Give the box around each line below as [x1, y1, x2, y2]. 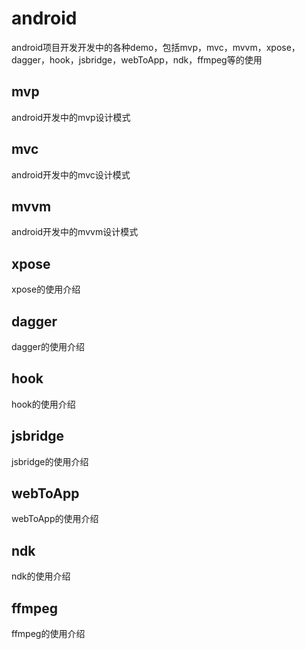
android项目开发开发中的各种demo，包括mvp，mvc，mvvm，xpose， [11, 41, 301, 53]
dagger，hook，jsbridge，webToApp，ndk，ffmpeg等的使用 [11, 53, 263, 66]
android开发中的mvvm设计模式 [11, 226, 139, 238]
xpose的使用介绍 [11, 283, 81, 296]
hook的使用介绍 [11, 398, 76, 410]
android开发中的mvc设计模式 [11, 168, 131, 181]
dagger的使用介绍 [11, 341, 86, 352]
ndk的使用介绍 [11, 570, 71, 582]
